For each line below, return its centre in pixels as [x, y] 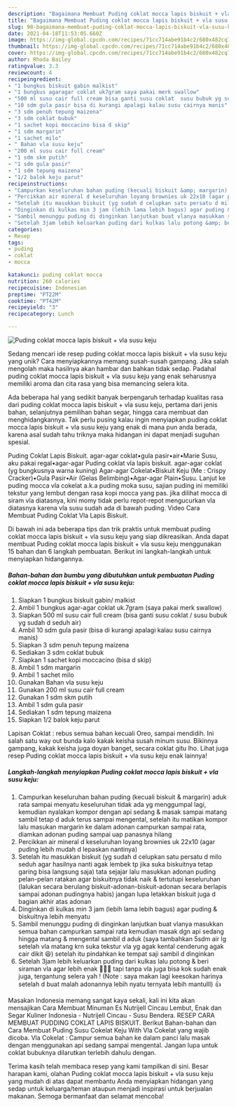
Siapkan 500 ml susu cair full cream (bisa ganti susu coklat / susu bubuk [123, 615]
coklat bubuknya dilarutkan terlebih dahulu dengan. [82, 1052]
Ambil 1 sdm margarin [49, 667]
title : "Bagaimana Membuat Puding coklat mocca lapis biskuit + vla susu [118, 20]
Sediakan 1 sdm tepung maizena [64, 712]
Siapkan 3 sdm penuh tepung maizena [74, 645]
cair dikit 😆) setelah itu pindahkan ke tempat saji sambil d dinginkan [116, 954]
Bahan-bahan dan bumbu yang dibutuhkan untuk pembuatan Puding [111, 575]
